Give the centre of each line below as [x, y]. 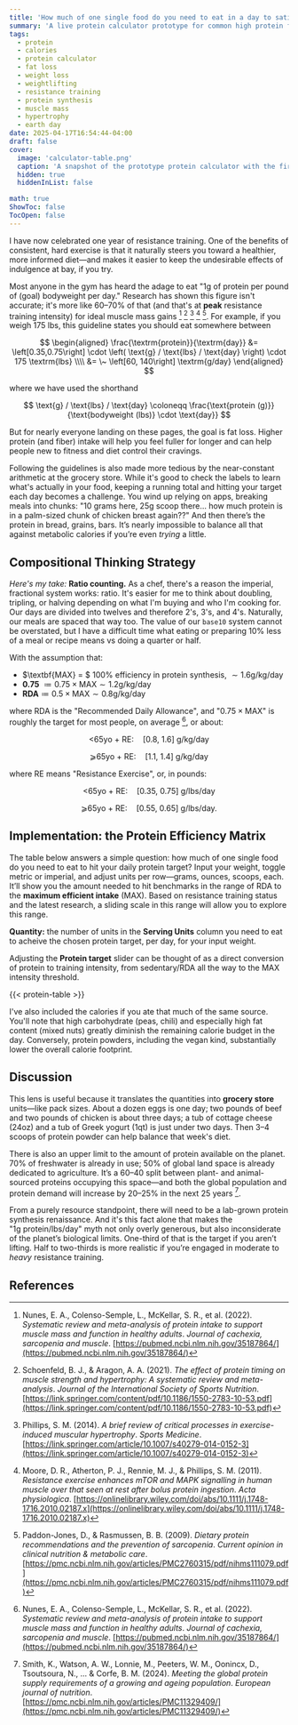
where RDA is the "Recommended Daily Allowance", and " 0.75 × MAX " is [142, 711]
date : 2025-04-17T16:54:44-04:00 [71, 133]
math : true [29, 199]
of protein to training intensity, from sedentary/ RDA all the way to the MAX [145, 967]
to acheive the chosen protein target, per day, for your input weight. [133, 941]
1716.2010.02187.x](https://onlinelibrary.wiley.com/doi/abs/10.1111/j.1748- [153, 1508]
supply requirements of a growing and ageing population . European [146, 1682]
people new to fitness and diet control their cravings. [106, 451]
